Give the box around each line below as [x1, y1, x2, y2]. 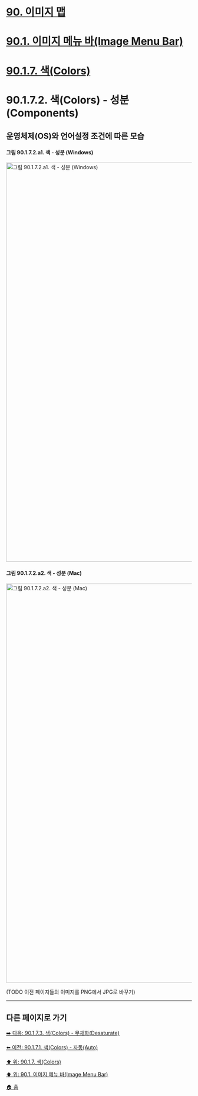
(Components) [6, 106, 79, 119]
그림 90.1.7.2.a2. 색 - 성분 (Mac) [6, 569, 82, 577]
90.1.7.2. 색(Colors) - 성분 [6, 93, 130, 106]
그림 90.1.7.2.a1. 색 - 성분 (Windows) [6, 148, 94, 156]
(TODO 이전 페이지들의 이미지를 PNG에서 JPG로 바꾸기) [6, 988, 136, 995]
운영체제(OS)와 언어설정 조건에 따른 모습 [6, 131, 144, 141]
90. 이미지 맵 [6, 5, 66, 19]
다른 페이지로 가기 [6, 1013, 67, 1023]
